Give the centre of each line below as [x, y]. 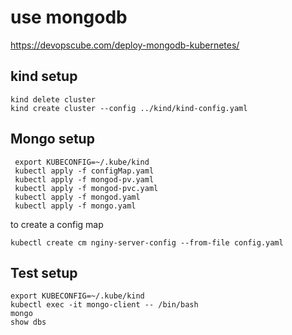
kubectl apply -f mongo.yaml [75, 206]
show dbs [28, 322]
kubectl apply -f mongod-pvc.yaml [86, 188]
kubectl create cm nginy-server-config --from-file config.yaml [147, 242]
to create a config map [57, 224]
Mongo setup [52, 139]
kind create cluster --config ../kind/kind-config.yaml [129, 108]
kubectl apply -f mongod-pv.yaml [84, 179]
